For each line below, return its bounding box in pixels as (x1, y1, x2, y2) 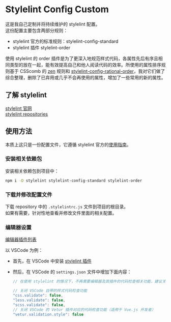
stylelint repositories (5, 111, 48, 117)
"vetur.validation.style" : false (12, 312, 84, 317)
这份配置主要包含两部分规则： (5, 27, 68, 34)
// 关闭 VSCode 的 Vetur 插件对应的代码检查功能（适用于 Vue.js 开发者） (12, 307, 156, 312)
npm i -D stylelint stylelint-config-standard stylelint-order (5, 178, 142, 183)
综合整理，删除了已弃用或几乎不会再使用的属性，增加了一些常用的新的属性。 (5, 74, 166, 80)
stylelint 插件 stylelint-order (12, 44, 71, 50)
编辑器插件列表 (5, 237, 37, 243)
